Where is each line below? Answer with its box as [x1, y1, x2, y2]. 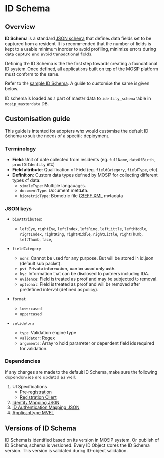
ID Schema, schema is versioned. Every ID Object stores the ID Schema [5, 442, 150, 448]
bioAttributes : [12, 216, 43, 222]
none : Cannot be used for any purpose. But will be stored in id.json [19, 255, 154, 261]
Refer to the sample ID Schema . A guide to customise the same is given [5, 81, 150, 86]
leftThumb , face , [19, 236, 53, 242]
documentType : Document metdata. [19, 188, 89, 194]
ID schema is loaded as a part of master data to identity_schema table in [5, 95, 151, 101]
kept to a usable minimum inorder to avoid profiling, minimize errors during [5, 46, 156, 52]
